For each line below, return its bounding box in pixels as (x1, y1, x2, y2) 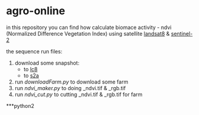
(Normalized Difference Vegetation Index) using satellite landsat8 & (6, 30, 170, 37)
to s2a (23, 72, 40, 79)
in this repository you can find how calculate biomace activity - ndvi (6, 24, 172, 31)
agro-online (6, 4, 65, 18)
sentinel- (171, 30, 193, 37)
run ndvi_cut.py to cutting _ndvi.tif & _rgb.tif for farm (14, 91, 143, 98)
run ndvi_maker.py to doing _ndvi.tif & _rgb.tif (14, 84, 126, 91)
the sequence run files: (6, 47, 63, 55)
